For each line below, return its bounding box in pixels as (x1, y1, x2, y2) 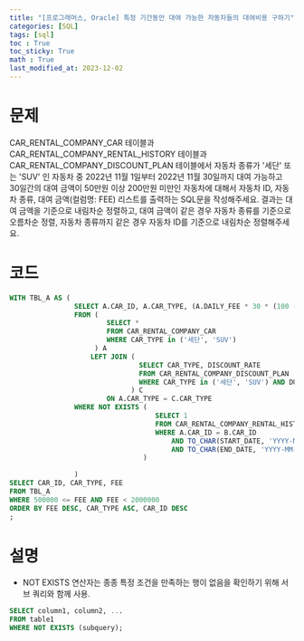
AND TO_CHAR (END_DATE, (171, 445, 257, 454)
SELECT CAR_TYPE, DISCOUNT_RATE (138, 360, 261, 369)
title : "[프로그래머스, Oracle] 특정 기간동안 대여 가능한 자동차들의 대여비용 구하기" (9, 13, 295, 23)
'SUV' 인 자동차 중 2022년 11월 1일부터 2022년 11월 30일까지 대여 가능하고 (18, 171, 283, 182)
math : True (9, 55, 54, 64)
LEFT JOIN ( (90, 352, 136, 361)
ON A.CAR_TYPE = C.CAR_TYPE (106, 395, 213, 404)
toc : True (9, 38, 51, 48)
